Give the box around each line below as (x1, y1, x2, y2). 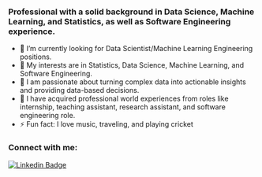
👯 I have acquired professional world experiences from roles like (19, 94, 229, 104)
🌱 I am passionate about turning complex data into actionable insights (19, 77, 246, 87)
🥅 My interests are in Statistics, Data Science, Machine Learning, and (19, 61, 245, 70)
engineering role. (19, 111, 76, 120)
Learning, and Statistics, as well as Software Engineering (8, 16, 231, 27)
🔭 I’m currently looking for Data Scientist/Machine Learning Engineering (19, 44, 253, 53)
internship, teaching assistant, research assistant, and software (19, 102, 226, 112)
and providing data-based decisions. (19, 86, 140, 95)
